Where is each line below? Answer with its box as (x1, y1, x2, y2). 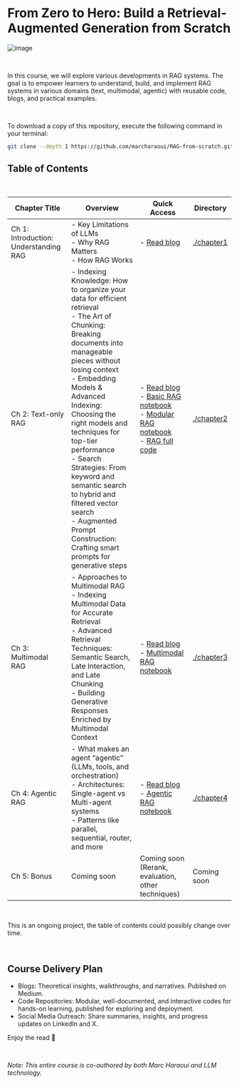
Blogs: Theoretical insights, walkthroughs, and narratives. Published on (17, 981, 226, 991)
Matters (70, 246, 97, 256)
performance (70, 444, 115, 454)
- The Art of (70, 311, 112, 321)
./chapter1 (192, 237, 228, 247)
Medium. (17, 989, 44, 998)
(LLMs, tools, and (70, 761, 129, 771)
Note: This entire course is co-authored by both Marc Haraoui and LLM (7, 1061, 217, 1070)
